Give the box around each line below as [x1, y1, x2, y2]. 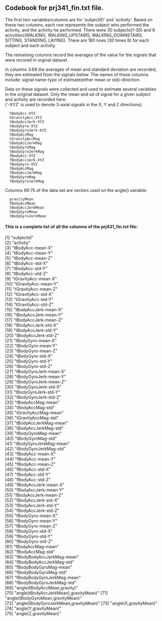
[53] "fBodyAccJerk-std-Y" [5, 503, 59, 509]
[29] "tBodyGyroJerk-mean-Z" [5, 379, 66, 385]
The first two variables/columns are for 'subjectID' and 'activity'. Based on [5, 16, 153, 22]
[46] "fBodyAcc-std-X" [5, 466, 51, 472]
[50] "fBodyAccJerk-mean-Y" [5, 487, 64, 493]
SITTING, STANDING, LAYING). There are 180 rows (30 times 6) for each [5, 37, 149, 43]
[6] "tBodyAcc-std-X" [5, 260, 48, 266]
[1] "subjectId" [5, 235, 34, 240]
